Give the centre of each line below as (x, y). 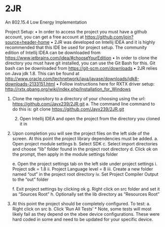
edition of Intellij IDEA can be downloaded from (53, 53)
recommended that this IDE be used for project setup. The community (76, 47)
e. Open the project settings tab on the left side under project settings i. (85, 164)
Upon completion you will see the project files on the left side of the (81, 133)
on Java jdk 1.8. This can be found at (42, 73)
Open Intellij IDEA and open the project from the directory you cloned (90, 118)
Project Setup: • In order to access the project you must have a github (76, 31)
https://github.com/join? (109, 37)
